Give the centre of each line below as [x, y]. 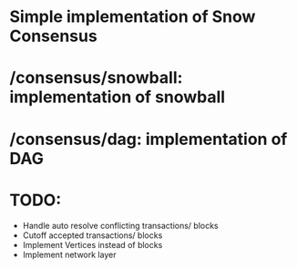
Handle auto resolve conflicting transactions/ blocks [120, 225]
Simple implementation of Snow [133, 17]
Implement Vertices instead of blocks [92, 244]
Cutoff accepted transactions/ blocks [92, 235]
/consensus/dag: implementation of [148, 139]
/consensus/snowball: [96, 78]
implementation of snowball [118, 97]
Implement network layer [69, 254]
